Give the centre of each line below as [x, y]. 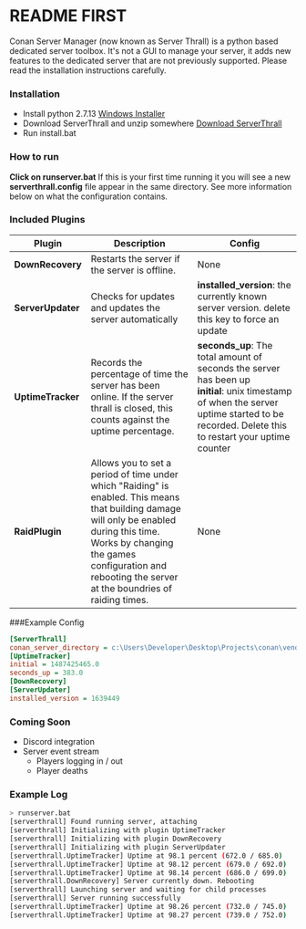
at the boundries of [132, 588]
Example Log [39, 795]
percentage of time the [139, 373]
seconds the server [239, 368]
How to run [34, 157]
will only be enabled [133, 519]
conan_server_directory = [58, 647]
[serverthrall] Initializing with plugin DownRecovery [116, 839]
